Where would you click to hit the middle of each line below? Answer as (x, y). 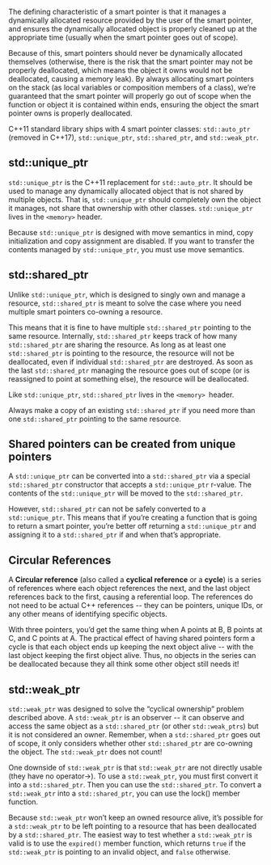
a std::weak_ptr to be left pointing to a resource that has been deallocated (133, 826)
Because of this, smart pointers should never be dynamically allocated (125, 53)
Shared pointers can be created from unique (122, 444)
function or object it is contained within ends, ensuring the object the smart (133, 105)
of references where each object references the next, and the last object (129, 589)
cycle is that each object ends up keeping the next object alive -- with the (131, 647)
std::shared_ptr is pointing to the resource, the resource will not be (121, 353)
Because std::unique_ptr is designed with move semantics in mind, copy (131, 232)
